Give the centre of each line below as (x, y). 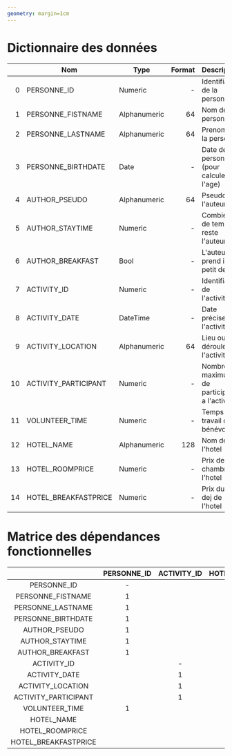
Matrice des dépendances (84, 536)
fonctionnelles (49, 551)
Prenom (214, 130)
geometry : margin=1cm (38, 13)
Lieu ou (213, 338)
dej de (212, 497)
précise (214, 318)
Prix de (213, 460)
